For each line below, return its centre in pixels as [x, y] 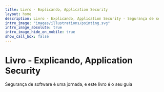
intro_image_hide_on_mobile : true [40, 32]
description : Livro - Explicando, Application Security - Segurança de [79, 18]
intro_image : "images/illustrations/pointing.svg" [58, 23]
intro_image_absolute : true [34, 28]
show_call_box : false [27, 37]
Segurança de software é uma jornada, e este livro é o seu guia [69, 84]
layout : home [18, 14]
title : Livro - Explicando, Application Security [57, 9]
